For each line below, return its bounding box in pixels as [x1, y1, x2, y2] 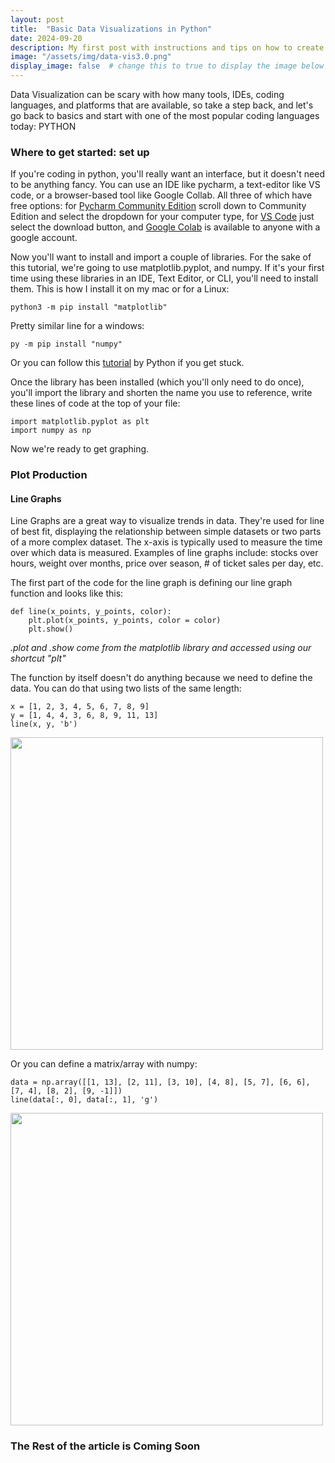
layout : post [10, 14, 65, 25]
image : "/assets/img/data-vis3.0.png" [10, 52, 172, 62]
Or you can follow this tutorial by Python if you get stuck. [10, 357, 245, 369]
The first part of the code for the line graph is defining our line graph [10, 577, 293, 589]
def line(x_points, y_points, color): [10, 607, 172, 617]
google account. [10, 232, 78, 244]
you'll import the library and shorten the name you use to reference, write [10, 387, 313, 399]
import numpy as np [10, 426, 92, 436]
